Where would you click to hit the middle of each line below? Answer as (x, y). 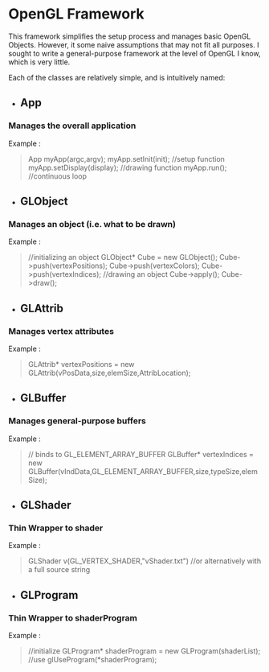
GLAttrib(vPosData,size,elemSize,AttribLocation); (109, 373)
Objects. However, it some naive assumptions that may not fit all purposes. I (134, 44)
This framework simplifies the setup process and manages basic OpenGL (130, 36)
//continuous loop (57, 176)
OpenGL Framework (76, 14)
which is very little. (39, 62)
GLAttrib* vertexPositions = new (81, 364)
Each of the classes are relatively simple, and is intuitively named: (117, 77)
